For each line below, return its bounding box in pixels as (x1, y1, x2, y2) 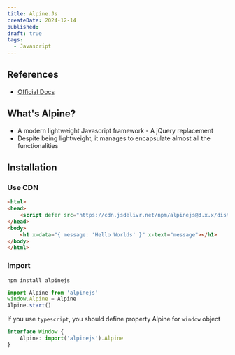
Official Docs (17, 87, 55, 95)
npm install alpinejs (7, 276, 71, 284)
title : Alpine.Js (7, 10, 58, 18)
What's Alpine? (7, 108, 76, 120)
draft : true (7, 29, 42, 37)
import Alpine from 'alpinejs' (7, 289, 99, 296)
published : (7, 23, 39, 30)
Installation (7, 162, 57, 174)
